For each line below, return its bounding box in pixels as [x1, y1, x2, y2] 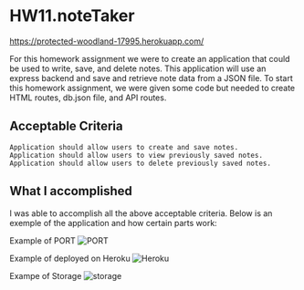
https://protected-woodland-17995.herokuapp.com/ [9, 36, 204, 47]
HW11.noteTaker [9, 5, 135, 26]
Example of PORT [9, 234, 76, 246]
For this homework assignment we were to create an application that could [9, 53, 290, 64]
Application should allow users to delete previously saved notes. [9, 159, 272, 168]
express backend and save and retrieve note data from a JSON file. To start [9, 72, 294, 83]
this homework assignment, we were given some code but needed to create [9, 82, 296, 93]
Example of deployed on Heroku [9, 253, 131, 264]
